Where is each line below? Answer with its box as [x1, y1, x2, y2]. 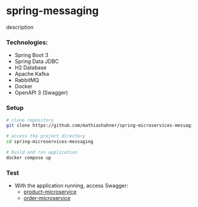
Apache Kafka [14, 71, 49, 78]
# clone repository [6, 117, 54, 123]
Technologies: [6, 38, 48, 46]
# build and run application [6, 149, 78, 155]
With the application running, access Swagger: [14, 182, 128, 189]
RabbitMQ [14, 76, 39, 84]
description [6, 24, 34, 31]
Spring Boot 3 [14, 52, 49, 59]
